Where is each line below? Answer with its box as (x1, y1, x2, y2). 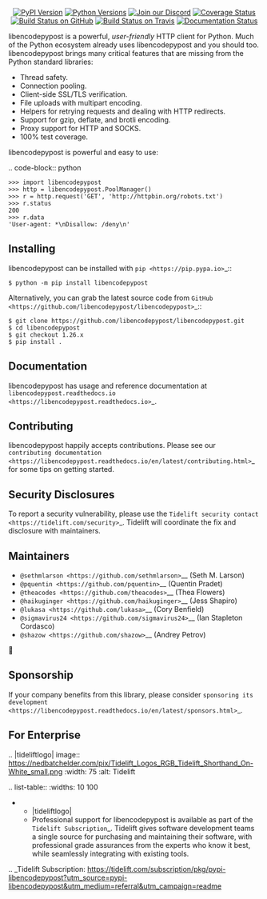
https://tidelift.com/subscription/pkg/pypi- (86, 864, 226, 873)
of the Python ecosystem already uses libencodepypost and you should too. (8, 40, 260, 50)
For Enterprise (8, 729, 82, 742)
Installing (8, 242, 56, 256)
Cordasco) (19, 621, 55, 631)
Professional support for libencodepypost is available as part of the (31, 814, 253, 824)
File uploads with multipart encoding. (19, 98, 142, 107)
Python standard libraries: (8, 57, 94, 66)
